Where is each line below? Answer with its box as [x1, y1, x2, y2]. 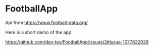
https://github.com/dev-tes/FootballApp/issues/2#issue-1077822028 [5, 38, 149, 45]
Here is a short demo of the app [5, 29, 72, 35]
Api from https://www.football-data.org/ [5, 19, 88, 25]
